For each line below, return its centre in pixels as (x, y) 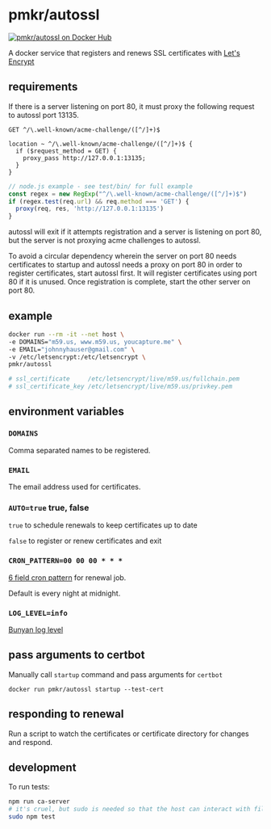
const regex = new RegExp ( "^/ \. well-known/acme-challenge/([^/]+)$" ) (128, 194)
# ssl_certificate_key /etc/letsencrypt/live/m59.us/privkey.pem (120, 387)
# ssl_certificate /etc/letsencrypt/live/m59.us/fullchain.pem (124, 379)
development (42, 767)
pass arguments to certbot (77, 655)
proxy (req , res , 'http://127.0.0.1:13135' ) (90, 209)
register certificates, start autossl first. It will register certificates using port (133, 273)
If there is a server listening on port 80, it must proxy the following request (131, 106)
